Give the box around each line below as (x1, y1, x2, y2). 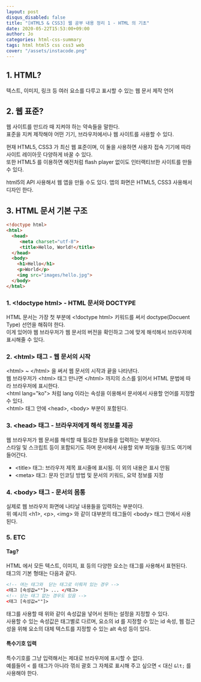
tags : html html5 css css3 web (6, 43, 85, 49)
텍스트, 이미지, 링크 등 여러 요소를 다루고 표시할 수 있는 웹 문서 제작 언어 (6, 87, 174, 94)
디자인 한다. (6, 186, 34, 193)
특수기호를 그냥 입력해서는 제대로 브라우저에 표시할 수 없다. (6, 654, 144, 662)
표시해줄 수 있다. (6, 336, 45, 343)
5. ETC (6, 533, 26, 541)
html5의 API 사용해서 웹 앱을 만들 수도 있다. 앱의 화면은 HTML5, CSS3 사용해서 (6, 178, 193, 186)
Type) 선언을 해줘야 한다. (6, 321, 65, 328)
